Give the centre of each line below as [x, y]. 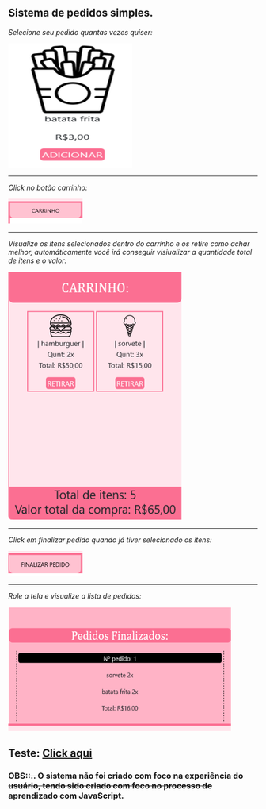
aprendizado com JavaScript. [66, 796]
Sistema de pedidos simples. [81, 13]
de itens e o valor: [38, 260]
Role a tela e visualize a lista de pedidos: [75, 595]
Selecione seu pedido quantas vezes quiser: [80, 32]
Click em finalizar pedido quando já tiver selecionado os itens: [110, 540]
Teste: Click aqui [50, 753]
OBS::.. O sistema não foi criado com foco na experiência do [126, 776]
